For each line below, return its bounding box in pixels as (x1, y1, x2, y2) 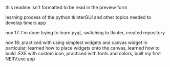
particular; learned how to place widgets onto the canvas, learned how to (5, 45, 160, 51)
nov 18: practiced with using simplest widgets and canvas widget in (5, 39, 147, 46)
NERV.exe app (5, 56, 35, 62)
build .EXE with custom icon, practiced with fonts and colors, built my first (5, 51, 161, 56)
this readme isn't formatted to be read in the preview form (5, 5, 128, 10)
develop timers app (5, 20, 46, 26)
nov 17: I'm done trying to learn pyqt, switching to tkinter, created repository (5, 30, 165, 35)
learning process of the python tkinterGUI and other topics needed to (5, 14, 152, 20)
